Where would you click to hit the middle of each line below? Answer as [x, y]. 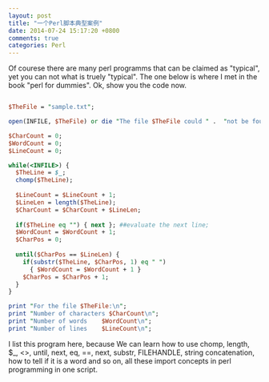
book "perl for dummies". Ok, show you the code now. [97, 86]
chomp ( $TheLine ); [44, 180]
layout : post [30, 16]
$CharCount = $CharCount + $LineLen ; [78, 210]
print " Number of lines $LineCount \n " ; [80, 328]
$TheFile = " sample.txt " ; [51, 107]
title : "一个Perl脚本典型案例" [56, 23]
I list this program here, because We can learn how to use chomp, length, [129, 344]
